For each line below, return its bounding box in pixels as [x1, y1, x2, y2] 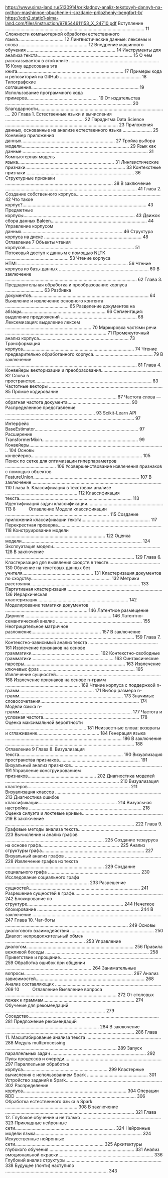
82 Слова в [5, 373, 29, 378]
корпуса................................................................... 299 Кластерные [5, 1066, 144, 1072]
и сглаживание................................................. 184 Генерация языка [5, 730, 146, 736]
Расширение [5, 432, 33, 437]
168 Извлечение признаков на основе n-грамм [5, 677, 106, 683]
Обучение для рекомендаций [5, 1002, 69, 1008]
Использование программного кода [5, 90, 83, 95]
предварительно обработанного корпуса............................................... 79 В [5, 351, 163, 357]
